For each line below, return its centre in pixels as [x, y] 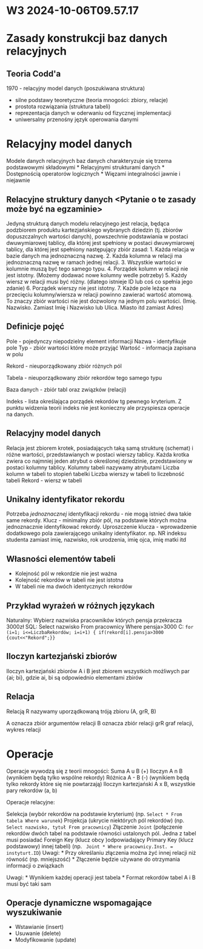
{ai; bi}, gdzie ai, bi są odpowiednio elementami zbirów [75, 677]
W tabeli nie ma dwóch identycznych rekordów [74, 587]
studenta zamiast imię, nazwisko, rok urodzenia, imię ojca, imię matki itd [96, 540]
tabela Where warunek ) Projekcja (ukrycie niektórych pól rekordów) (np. [95, 820]
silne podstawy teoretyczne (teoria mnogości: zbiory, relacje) [92, 100]
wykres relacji [24, 730]
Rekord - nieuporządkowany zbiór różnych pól [64, 366]
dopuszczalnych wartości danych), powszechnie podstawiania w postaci [97, 236]
